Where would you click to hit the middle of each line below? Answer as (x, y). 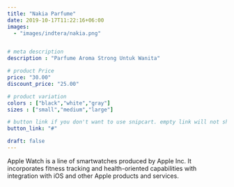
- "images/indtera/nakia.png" (57, 33)
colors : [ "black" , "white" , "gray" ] (59, 103)
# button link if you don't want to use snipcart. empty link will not (113, 122)
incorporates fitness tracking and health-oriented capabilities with (102, 168)
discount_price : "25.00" (43, 84)
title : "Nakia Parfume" (42, 14)
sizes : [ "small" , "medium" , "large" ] (60, 110)
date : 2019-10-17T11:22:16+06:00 (56, 20)
